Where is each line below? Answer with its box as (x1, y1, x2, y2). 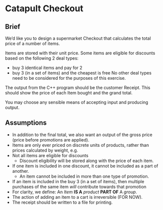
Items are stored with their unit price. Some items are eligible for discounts (5, 50, 156, 56)
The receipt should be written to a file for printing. (12, 199, 113, 205)
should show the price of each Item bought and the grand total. (5, 90, 133, 95)
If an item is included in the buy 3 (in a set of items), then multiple (12, 178, 144, 184)
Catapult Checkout (5, 3, 84, 14)
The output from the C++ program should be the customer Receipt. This (5, 85, 151, 91)
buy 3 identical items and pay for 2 (12, 65, 83, 70)
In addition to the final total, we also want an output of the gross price (12, 132, 153, 138)
